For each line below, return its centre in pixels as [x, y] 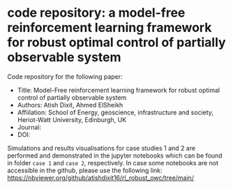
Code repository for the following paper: [65, 76]
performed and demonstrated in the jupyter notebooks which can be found [115, 156]
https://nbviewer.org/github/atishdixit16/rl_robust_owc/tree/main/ [100, 177]
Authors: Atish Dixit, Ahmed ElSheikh [70, 105]
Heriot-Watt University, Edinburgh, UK [72, 119]
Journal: [29, 127]
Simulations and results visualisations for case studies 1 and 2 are [102, 148]
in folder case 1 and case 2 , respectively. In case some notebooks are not [113, 162]
